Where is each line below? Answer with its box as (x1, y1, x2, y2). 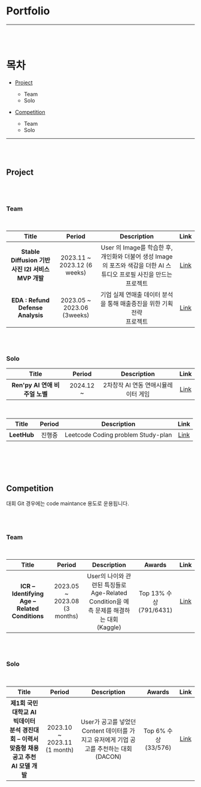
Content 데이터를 (81, 727, 129, 735)
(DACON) (95, 752, 122, 761)
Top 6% (143, 727, 166, 735)
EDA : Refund (11, 296, 50, 304)
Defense (18, 303, 43, 312)
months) (54, 612, 79, 620)
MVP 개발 (17, 274, 44, 282)
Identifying (11, 590, 44, 598)
